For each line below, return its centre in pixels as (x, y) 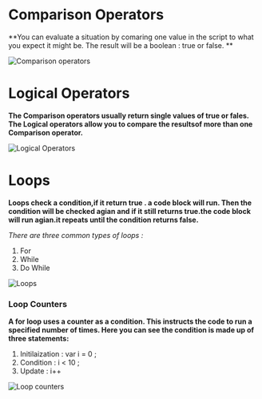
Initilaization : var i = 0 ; (58, 354)
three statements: (39, 339)
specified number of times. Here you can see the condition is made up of (131, 330)
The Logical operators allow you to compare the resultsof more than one (131, 124)
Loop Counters (38, 304)
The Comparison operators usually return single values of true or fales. (129, 115)
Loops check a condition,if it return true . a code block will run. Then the (130, 203)
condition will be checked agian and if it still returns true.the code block (130, 211)
